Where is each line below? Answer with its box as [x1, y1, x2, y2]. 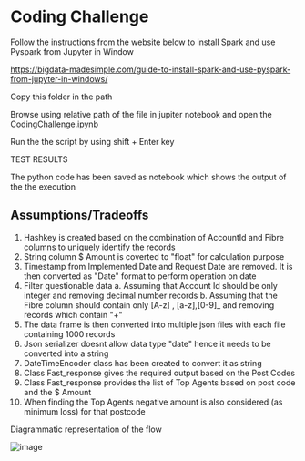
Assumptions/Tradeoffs [10, 208, 149, 223]
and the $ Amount [23, 386, 92, 397]
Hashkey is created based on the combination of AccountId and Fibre [23, 231, 285, 242]
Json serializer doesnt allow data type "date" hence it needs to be [23, 338, 271, 349]
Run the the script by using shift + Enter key [10, 136, 175, 147]
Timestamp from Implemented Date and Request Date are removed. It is [23, 261, 293, 271]
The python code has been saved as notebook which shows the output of [10, 171, 287, 182]
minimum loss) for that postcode [23, 405, 147, 416]
